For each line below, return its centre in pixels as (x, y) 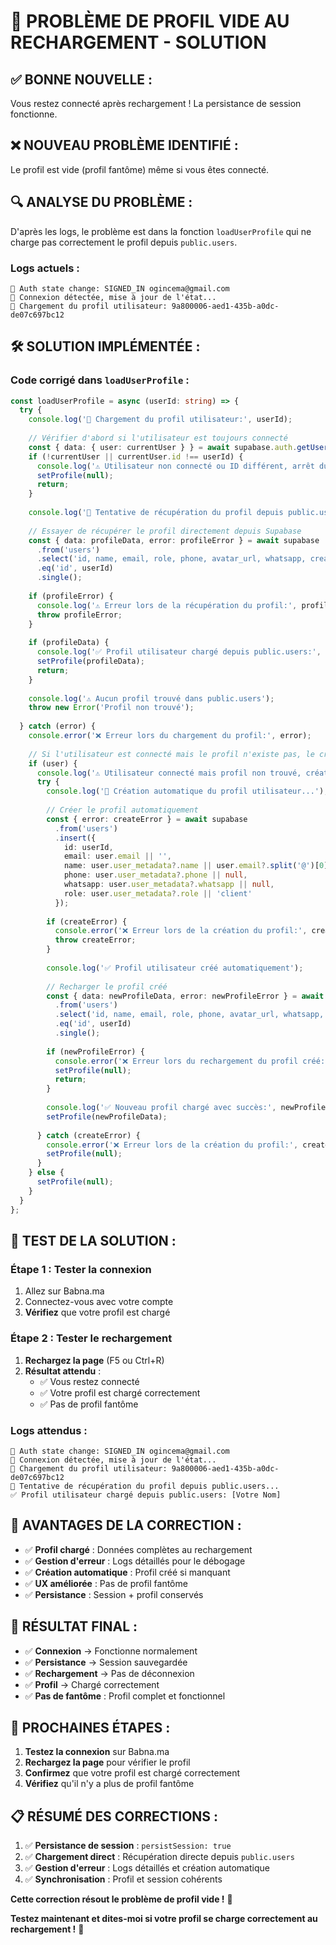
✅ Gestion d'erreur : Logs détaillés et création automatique (147, 1868)
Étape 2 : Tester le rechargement (91, 1338)
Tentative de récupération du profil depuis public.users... (149, 1486)
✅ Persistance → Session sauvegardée (106, 1662)
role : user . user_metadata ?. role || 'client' (158, 893)
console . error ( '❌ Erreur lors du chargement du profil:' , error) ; (170, 736)
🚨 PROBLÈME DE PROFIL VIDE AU (150, 21)
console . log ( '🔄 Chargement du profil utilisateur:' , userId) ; (160, 420)
